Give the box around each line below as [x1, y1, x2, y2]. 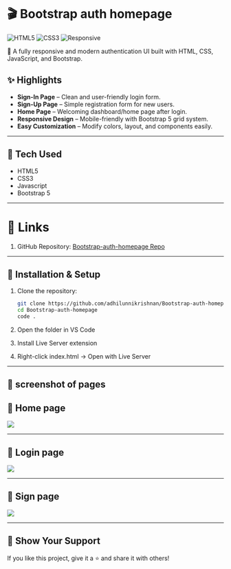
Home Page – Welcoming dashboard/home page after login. [16, 107, 188, 115]
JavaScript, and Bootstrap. [7, 54, 82, 63]
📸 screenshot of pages [7, 379, 106, 390]
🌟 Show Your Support [7, 535, 101, 547]
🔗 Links [7, 219, 49, 235]
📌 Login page [7, 446, 64, 458]
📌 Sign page [7, 491, 60, 503]
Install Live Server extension [16, 339, 98, 347]
